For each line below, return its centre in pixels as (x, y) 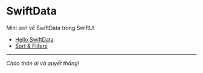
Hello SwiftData (34, 39)
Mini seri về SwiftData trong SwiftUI (50, 28)
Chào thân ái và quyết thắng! (43, 63)
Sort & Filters (31, 46)
